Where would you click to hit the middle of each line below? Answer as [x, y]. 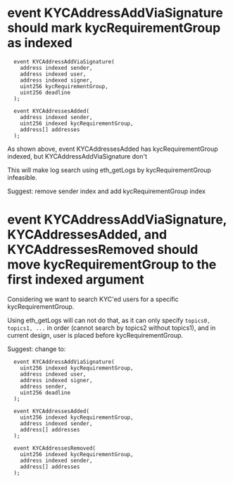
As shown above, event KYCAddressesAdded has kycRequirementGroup [113, 149]
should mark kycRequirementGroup [114, 28]
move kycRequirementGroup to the [112, 265]
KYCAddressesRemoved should [103, 250]
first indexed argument [76, 280]
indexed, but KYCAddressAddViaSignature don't [77, 156]
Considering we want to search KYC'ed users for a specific [93, 299]
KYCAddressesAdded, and [87, 235]
